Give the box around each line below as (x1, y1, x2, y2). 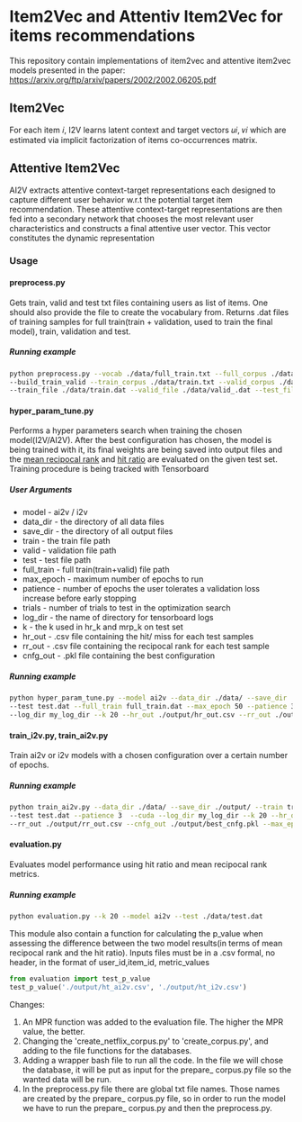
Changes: (9, 999, 45, 1009)
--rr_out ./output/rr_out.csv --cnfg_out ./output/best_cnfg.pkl (9, 819, 259, 828)
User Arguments (9, 484, 73, 495)
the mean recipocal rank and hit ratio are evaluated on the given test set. (9, 454, 279, 465)
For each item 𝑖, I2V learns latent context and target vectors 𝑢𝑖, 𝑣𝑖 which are (9, 124, 287, 135)
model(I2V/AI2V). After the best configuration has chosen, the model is (9, 435, 272, 446)
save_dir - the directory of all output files (22, 526, 173, 537)
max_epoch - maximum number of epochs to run (22, 574, 204, 584)
